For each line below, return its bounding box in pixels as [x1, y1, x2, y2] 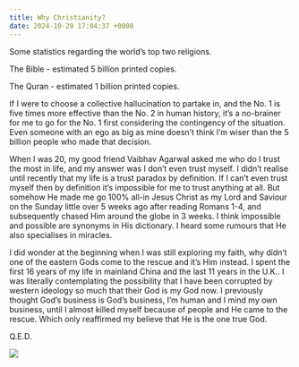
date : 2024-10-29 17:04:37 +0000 [9, 21, 134, 30]
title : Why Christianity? [9, 13, 106, 22]
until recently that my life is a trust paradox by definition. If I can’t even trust [9, 172, 288, 183]
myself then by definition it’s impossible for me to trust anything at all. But [9, 182, 280, 192]
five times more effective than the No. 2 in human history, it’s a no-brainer [9, 107, 282, 118]
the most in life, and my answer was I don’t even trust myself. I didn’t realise [9, 163, 289, 174]
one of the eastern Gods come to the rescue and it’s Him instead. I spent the [9, 256, 291, 267]
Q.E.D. [9, 330, 33, 341]
